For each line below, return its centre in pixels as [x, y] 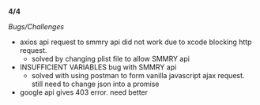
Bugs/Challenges [36, 26]
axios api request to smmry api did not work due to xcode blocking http [136, 42]
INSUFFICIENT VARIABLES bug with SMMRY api [98, 67]
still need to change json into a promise [95, 84]
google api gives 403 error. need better [84, 92]
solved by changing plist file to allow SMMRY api [110, 59]
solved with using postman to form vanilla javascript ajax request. [138, 75]
